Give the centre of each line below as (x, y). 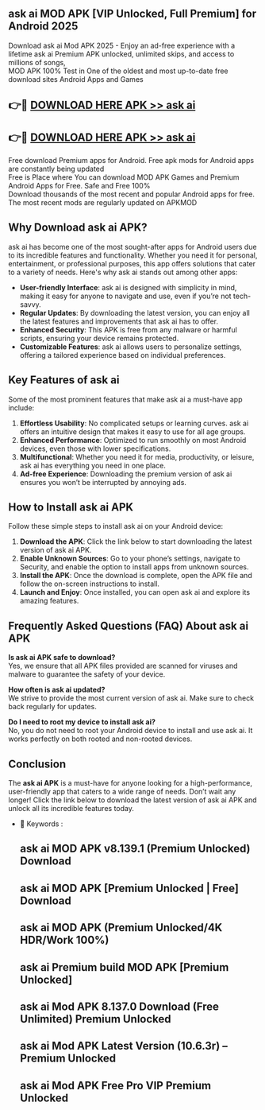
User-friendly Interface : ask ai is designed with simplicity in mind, (128, 287)
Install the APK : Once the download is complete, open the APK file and (136, 576)
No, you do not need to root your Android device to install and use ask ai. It (131, 731)
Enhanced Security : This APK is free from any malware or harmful (129, 329)
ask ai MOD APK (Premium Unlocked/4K (121, 928)
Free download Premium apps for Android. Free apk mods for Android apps (131, 161)
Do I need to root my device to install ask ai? (82, 722)
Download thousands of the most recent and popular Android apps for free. (132, 194)
